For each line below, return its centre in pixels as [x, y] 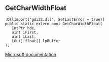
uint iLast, [24, 36]
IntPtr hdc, [24, 28]
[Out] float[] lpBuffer [36, 41]
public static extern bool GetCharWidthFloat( [54, 24]
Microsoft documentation [31, 54]
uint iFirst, [25, 32]
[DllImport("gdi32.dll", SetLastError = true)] [55, 19]
